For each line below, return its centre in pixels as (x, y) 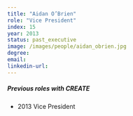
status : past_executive (42, 40)
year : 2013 (23, 33)
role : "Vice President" (42, 20)
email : (17, 60)
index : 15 (22, 27)
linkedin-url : (28, 66)
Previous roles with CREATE (49, 89)
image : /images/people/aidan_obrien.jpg (67, 46)
